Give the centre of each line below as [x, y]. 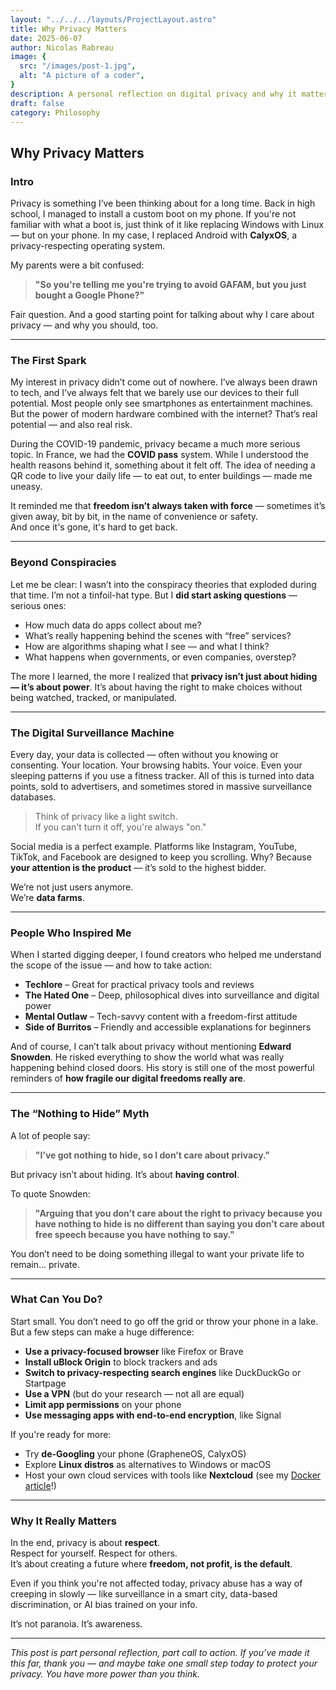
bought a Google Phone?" [89, 295]
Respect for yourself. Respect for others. [94, 1553]
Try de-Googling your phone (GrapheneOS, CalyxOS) [135, 1453]
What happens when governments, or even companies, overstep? [160, 657]
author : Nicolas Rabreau [62, 47]
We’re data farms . [47, 897]
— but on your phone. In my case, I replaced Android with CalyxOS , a [154, 235]
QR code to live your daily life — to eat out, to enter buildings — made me [161, 476]
